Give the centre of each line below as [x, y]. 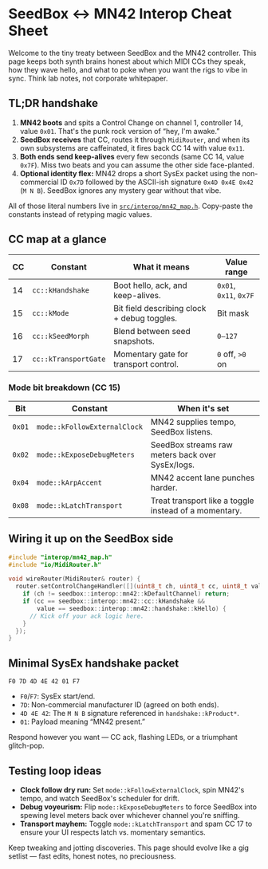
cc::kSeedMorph [61, 336]
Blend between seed [152, 331]
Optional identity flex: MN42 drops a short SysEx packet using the [130, 173]
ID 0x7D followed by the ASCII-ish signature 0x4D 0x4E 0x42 [157, 182]
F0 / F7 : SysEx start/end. [57, 696]
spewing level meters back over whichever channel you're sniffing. [130, 815]
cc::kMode [50, 313]
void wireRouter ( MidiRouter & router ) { [75, 579]
